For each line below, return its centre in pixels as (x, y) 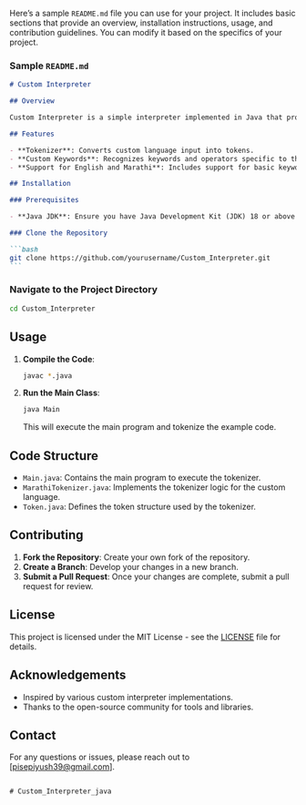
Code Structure (54, 456)
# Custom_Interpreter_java (61, 791)
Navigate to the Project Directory (83, 290)
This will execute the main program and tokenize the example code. (149, 427)
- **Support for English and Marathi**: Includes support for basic (142, 168)
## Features (32, 134)
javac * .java (47, 376)
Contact (33, 735)
